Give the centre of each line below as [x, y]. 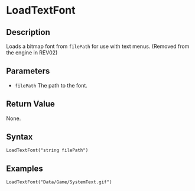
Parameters [28, 71]
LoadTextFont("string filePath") [47, 150]
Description [28, 32]
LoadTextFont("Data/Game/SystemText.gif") [59, 182]
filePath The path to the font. [51, 85]
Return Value [30, 104]
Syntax [19, 137]
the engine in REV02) [32, 53]
